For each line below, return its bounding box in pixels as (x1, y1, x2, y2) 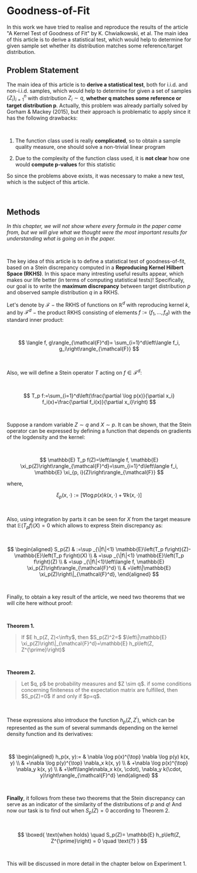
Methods (6, 207, 40, 217)
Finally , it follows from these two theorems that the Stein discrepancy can (6, 794, 185, 801)
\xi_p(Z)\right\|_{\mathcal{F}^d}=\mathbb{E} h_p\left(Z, (21, 640, 154, 647)
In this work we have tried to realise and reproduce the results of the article (6, 23, 188, 30)
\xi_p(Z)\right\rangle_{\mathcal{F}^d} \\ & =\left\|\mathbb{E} (26, 565, 172, 572)
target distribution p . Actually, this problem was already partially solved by (6, 102, 188, 109)
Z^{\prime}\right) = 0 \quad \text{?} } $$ (50, 837, 148, 844)
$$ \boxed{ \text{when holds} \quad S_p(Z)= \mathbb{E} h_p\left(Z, (17, 831, 181, 838)
